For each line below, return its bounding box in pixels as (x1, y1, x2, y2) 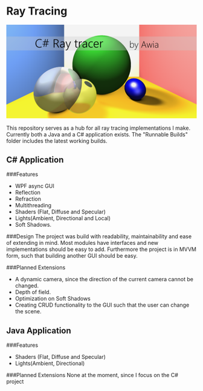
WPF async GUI (14, 182, 54, 190)
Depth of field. (14, 289, 51, 296)
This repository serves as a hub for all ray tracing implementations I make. (6, 124, 191, 132)
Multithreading (14, 202, 52, 209)
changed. (14, 282, 39, 289)
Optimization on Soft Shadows (14, 295, 91, 302)
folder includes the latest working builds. (6, 137, 108, 144)
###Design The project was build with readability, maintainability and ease (6, 233, 192, 240)
